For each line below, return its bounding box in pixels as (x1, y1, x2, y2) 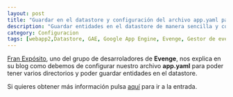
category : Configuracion (7, 29, 79, 36)
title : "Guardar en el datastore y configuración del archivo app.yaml (7, 17, 218, 23)
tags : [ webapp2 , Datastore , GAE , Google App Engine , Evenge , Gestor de (7, 36, 216, 43)
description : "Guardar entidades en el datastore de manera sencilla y (7, 23, 218, 30)
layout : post (7, 10, 45, 17)
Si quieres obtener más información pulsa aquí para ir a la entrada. (7, 83, 198, 91)
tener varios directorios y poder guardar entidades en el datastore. (7, 69, 198, 78)
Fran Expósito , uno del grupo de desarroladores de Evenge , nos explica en (7, 54, 221, 63)
